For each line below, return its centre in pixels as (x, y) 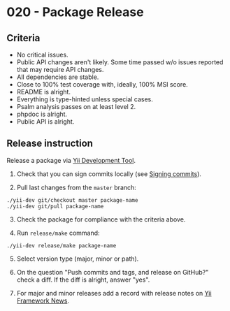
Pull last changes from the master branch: (77, 187)
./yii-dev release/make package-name (62, 245)
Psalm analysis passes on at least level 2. (76, 107)
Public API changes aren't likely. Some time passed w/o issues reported (120, 62)
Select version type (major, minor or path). (78, 259)
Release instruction (50, 144)
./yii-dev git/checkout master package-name (72, 200)
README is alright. (44, 92)
